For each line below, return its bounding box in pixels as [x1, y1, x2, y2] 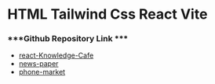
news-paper [18, 59, 59, 68]
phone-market [18, 68, 66, 77]
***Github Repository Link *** [7, 33, 129, 44]
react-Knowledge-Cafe [18, 51, 94, 60]
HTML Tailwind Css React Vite [7, 5, 208, 23]
